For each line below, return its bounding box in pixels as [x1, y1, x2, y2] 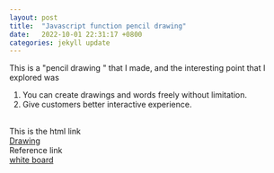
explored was [9, 73, 60, 83]
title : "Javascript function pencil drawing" [9, 22, 187, 30]
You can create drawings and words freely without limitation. [22, 90, 248, 100]
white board [9, 154, 54, 166]
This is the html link [9, 126, 81, 137]
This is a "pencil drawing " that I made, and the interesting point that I [9, 63, 266, 74]
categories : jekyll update [9, 38, 110, 48]
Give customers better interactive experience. [22, 99, 192, 110]
